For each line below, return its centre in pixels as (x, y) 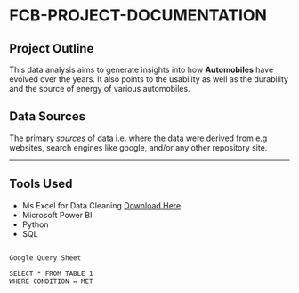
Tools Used (41, 184)
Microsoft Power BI (57, 215)
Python (35, 224)
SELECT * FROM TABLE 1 (51, 273)
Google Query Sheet (45, 258)
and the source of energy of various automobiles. (100, 89)
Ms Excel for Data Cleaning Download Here (101, 205)
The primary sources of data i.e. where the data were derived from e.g (138, 138)
